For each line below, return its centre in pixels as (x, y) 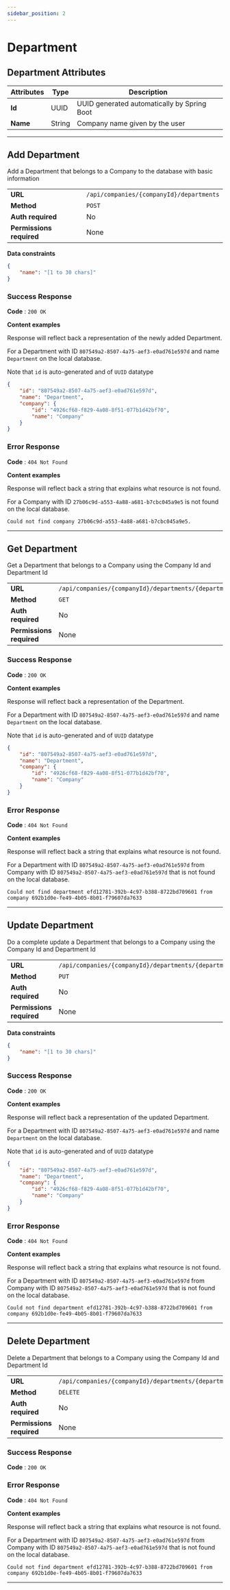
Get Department (42, 549)
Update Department (50, 926)
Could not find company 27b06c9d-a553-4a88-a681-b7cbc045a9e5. (99, 521)
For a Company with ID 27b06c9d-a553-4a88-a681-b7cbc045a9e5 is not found (113, 501)
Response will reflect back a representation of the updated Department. (108, 1117)
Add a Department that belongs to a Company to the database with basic (110, 171)
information (23, 178)
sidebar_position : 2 (37, 13)
